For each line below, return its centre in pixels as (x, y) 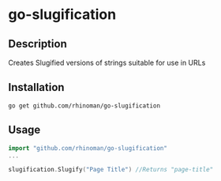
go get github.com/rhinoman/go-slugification (84, 106)
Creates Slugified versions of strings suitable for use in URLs (107, 62)
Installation (36, 87)
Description (37, 44)
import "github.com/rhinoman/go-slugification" (88, 148)
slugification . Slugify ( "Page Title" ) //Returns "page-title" (111, 170)
